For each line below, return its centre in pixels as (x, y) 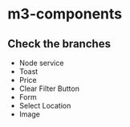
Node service (41, 63)
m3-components (65, 14)
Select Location (45, 106)
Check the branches (59, 44)
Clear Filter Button (49, 88)
